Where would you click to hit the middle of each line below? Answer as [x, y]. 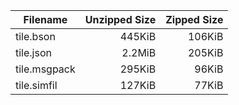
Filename [45, 19]
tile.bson [35, 36]
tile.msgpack [45, 69]
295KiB [138, 69]
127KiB [138, 85]
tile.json [33, 52]
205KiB [205, 52]
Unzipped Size [120, 19]
